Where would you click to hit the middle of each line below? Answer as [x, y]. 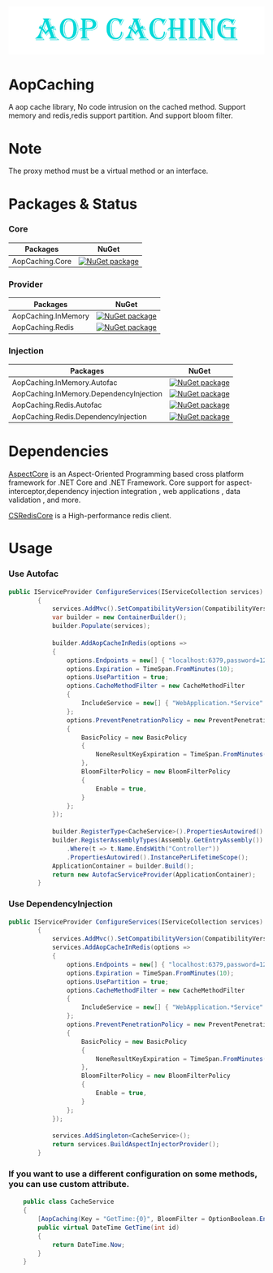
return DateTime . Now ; [89, 1245]
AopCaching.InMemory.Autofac [65, 382]
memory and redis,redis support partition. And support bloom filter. [121, 115]
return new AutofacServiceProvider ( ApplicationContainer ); [154, 875]
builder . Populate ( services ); [101, 626]
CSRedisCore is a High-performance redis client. [90, 516]
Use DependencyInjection [61, 904]
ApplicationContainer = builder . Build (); [123, 866]
